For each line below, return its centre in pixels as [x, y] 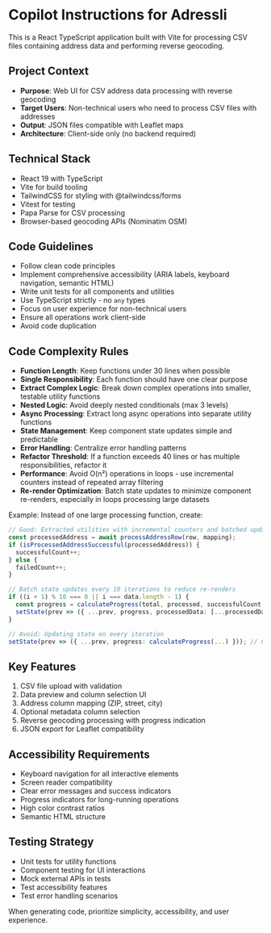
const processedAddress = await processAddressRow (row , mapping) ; [122, 538]
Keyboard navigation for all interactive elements [99, 774]
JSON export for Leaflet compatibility [82, 729]
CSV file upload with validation [71, 686]
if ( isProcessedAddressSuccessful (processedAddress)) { [104, 545]
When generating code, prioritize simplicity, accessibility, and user [119, 911]
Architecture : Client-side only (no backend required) [108, 133]
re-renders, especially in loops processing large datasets [115, 500]
